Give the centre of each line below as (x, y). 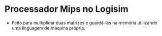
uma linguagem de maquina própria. (49, 28)
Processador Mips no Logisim (66, 9)
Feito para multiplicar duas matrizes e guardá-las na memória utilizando (84, 23)
